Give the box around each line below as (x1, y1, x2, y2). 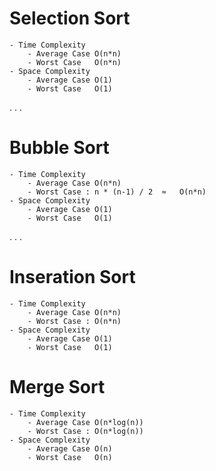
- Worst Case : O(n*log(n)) (27, 426, 144, 436)
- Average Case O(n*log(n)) (27, 417, 144, 427)
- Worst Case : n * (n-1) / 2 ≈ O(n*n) (27, 187, 207, 197)
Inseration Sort (9, 266, 136, 289)
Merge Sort (9, 376, 106, 398)
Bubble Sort (9, 137, 110, 159)
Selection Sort (9, 7, 131, 30)
